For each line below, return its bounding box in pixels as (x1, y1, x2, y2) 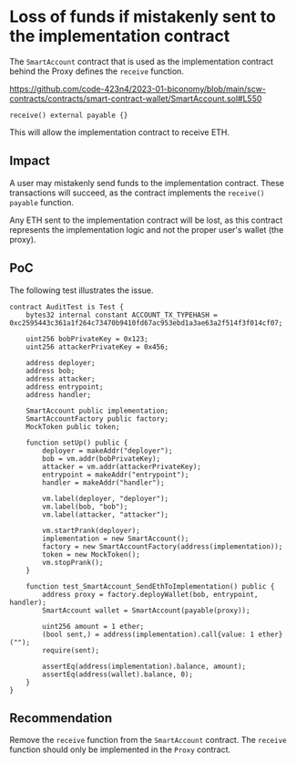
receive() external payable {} (9, 110, 128, 120)
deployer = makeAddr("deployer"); (42, 445, 173, 455)
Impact (9, 153, 50, 169)
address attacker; (26, 374, 96, 383)
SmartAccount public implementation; (26, 406, 169, 415)
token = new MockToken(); (42, 549, 141, 559)
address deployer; (26, 358, 96, 367)
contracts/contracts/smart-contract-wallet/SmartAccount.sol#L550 (9, 93, 262, 104)
